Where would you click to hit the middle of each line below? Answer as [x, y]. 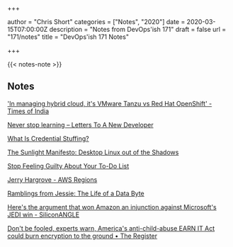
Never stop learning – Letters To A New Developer [80, 125]
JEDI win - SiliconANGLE [44, 214]
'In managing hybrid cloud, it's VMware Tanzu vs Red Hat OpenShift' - [110, 103]
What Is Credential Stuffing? [49, 138]
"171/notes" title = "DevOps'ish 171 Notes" [68, 37]
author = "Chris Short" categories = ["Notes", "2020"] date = [96, 22]
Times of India [28, 111]
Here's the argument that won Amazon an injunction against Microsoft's [112, 207]
